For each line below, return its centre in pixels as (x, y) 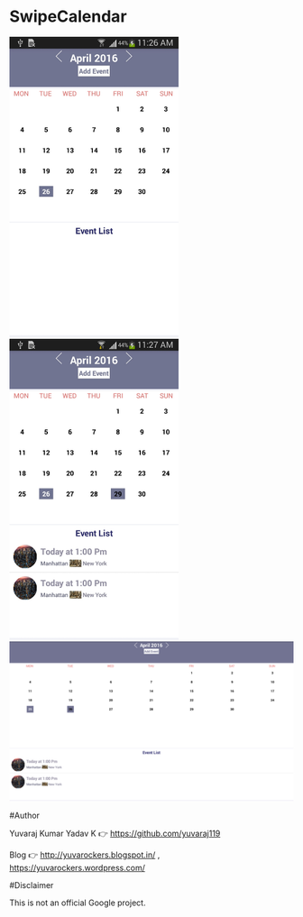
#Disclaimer (32, 885)
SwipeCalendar (69, 17)
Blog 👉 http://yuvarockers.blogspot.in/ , (85, 855)
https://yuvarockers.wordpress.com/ (78, 868)
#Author (25, 816)
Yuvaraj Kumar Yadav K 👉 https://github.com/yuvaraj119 (115, 834)
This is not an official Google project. (78, 903)
